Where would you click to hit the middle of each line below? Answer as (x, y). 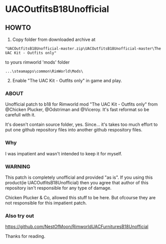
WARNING (18, 166)
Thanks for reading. (25, 236)
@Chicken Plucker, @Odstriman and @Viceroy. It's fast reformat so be (77, 110)
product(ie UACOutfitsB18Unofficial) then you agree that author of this (77, 182)
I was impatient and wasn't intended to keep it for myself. (64, 153)
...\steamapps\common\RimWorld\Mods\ (44, 71)
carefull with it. (20, 115)
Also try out (20, 216)
